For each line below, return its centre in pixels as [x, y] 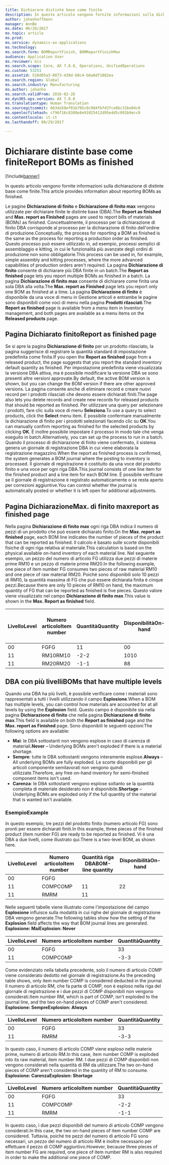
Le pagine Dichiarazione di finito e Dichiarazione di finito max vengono [80, 206]
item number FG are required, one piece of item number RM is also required [83, 1152]
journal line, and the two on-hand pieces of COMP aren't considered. [77, 1002]
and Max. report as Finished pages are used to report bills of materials [79, 217]
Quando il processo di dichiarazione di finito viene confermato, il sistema [80, 443]
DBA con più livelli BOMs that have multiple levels [83, 681]
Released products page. [32, 318]
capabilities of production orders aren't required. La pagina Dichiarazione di [84, 265]
